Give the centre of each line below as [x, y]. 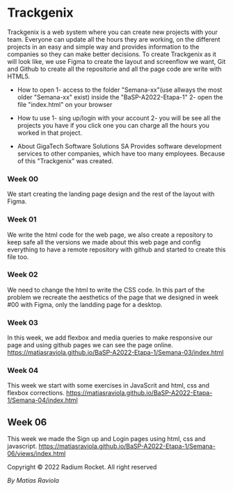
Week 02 [23, 274]
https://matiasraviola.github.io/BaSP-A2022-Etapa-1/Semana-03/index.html [115, 353]
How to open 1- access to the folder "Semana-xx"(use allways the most [120, 90]
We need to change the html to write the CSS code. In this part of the [106, 290]
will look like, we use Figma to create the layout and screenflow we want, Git [116, 61]
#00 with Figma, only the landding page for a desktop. [85, 304]
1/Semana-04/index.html [42, 400]
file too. [18, 257]
